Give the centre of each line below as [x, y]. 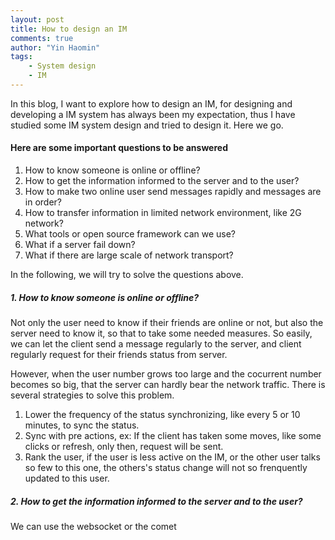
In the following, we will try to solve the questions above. [127, 275]
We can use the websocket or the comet [93, 527]
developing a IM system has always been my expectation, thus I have [153, 114]
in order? [43, 202]
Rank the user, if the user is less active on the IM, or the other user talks [172, 457]
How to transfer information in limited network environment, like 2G [163, 213]
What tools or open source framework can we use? [130, 234]
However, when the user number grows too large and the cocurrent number [166, 374]
